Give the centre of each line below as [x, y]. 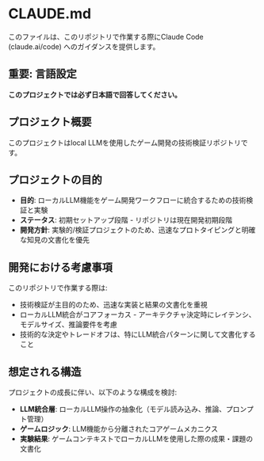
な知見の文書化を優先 [54, 240]
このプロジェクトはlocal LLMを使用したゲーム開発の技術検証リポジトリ [125, 143]
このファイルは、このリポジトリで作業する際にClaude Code [106, 36]
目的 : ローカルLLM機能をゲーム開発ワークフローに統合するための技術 [133, 200]
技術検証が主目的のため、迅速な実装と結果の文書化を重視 [113, 305]
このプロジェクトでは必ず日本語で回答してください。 [95, 94]
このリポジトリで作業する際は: [58, 288]
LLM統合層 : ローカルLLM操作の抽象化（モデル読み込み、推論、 [123, 409]
